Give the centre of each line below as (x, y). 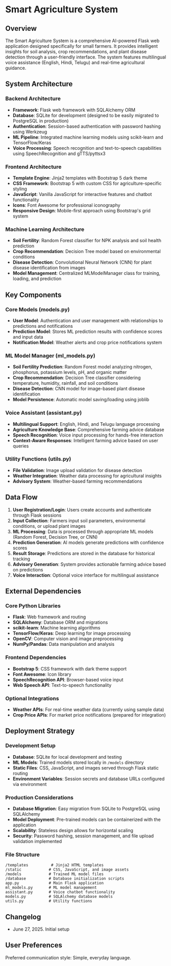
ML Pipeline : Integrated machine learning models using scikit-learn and (88, 137)
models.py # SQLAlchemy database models (59, 897)
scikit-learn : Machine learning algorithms (56, 628)
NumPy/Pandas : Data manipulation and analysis (64, 644)
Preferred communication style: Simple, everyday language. (68, 957)
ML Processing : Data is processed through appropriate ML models (83, 531)
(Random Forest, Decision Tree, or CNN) (55, 537)
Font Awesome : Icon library (42, 674)
